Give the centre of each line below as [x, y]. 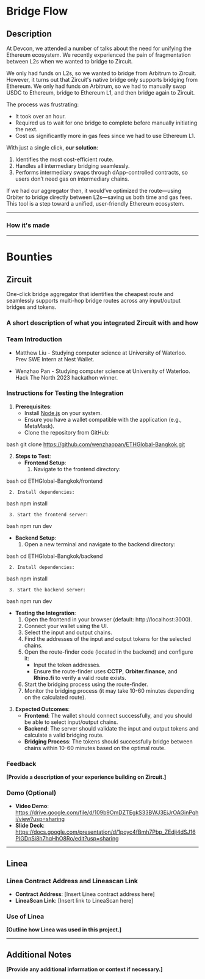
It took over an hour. [40, 116]
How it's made [28, 225]
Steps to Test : [33, 456]
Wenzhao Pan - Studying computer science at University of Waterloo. [103, 371]
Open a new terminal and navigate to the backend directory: [100, 544]
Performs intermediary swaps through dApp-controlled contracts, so [101, 172]
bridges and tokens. [31, 307]
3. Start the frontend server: [49, 515]
